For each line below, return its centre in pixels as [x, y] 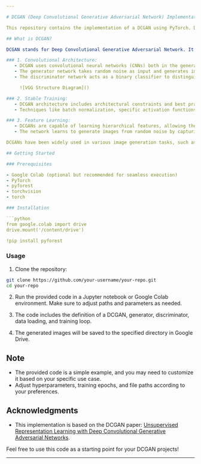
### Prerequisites [29, 164]
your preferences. [37, 392]
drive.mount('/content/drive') [45, 230]
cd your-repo [22, 286]
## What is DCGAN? [29, 39]
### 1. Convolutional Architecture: [52, 60]
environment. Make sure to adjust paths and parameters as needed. [98, 304]
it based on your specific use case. [58, 379]
